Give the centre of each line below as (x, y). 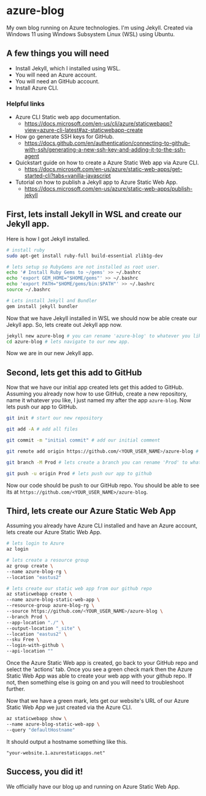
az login (17, 549)
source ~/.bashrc (29, 290)
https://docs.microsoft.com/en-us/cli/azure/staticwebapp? (98, 124)
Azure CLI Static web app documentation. (68, 117)
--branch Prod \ (27, 617)
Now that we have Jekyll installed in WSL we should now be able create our (102, 318)
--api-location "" (30, 651)
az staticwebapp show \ (37, 719)
